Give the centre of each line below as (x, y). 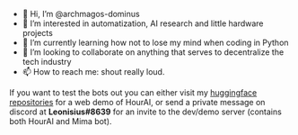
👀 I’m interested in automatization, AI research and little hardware (143, 23)
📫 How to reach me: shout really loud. (93, 72)
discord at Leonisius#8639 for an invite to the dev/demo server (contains (146, 112)
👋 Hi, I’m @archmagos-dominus (81, 14)
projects (38, 33)
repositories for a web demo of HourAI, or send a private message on (137, 102)
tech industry (47, 62)
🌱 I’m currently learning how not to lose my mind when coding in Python (155, 42)
